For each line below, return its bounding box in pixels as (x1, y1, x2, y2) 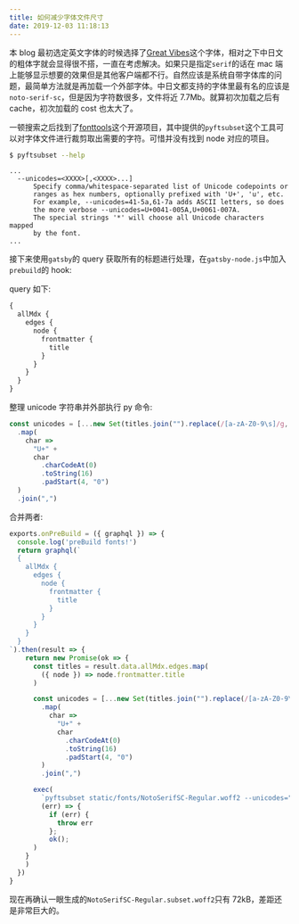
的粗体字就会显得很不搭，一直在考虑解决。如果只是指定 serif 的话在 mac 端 (9, 58, 283, 69)
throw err (56, 818, 93, 828)
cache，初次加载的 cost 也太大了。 (9, 103, 138, 113)
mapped (9, 221, 34, 230)
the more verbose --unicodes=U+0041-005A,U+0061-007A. (32, 206, 241, 215)
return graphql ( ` (17, 546, 82, 555)
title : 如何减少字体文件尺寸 (9, 12, 104, 22)
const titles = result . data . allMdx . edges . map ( (32, 662, 209, 671)
